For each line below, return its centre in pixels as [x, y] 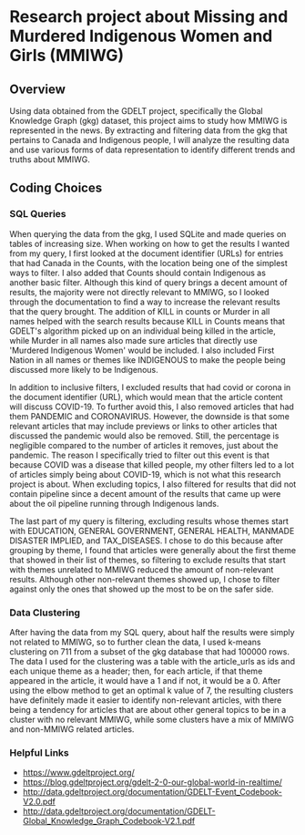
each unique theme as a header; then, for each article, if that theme [136, 671]
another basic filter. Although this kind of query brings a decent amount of [149, 282]
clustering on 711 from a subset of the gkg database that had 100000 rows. [149, 651]
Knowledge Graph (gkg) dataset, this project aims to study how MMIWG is [148, 121]
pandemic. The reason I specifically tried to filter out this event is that [140, 455]
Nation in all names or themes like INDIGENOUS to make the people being [147, 360]
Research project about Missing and [149, 17]
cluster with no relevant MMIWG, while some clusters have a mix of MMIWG [152, 719]
